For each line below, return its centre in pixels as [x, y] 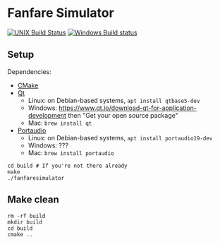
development [47, 115]
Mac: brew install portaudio [71, 152]
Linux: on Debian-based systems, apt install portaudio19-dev [120, 138]
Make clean [33, 200]
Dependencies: [29, 71]
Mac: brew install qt [60, 123]
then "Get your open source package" [123, 115]
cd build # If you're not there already [68, 166]
